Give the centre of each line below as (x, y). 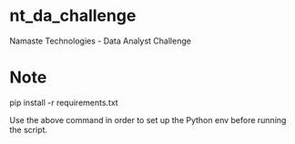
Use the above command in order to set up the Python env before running (148, 120)
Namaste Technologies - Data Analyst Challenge (100, 41)
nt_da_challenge (73, 16)
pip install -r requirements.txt (64, 102)
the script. (29, 130)
